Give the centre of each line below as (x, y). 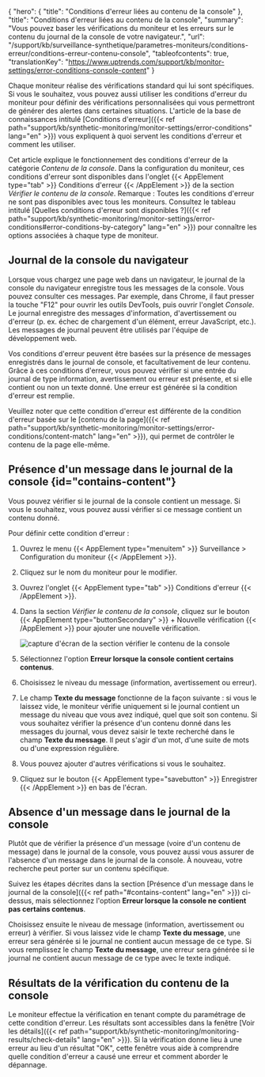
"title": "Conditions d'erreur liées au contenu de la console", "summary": (126, 20)
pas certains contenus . (47, 909)
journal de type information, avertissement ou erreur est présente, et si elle (130, 378)
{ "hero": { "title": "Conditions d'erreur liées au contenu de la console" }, (126, 11)
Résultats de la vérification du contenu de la (119, 983)
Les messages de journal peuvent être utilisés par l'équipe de (108, 330)
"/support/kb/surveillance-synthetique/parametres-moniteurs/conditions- (129, 45)
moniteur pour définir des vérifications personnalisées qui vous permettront (132, 102)
